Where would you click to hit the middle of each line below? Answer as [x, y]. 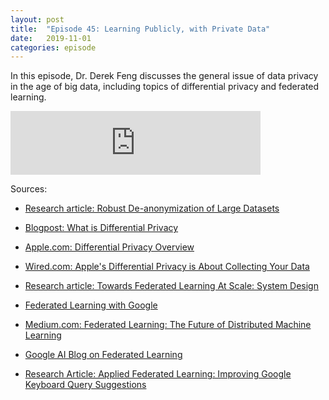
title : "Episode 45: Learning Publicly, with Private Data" [140, 29]
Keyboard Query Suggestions [85, 385]
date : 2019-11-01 [51, 38]
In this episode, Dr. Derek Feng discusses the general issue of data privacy [164, 76]
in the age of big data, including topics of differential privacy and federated [165, 87]
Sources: [29, 189]
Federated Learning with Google [91, 305]
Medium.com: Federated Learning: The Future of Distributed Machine [168, 325]
